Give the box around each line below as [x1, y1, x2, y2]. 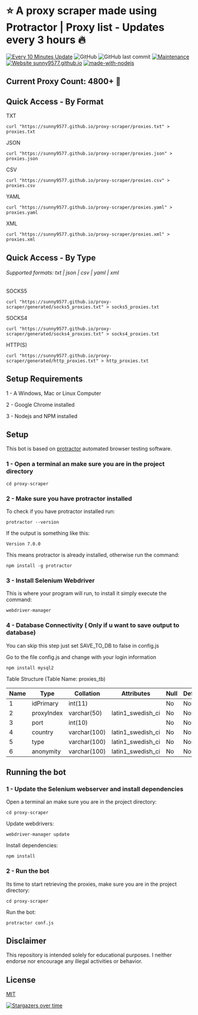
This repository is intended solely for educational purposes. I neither [6, 951, 172, 959]
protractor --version [6, 519, 60, 525]
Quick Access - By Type [6, 253, 96, 263]
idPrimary [31, 699, 59, 707]
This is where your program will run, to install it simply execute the [6, 590, 167, 597]
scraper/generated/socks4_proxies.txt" [6, 331, 104, 337]
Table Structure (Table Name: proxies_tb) [6, 675, 106, 682]
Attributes [121, 689, 151, 697]
